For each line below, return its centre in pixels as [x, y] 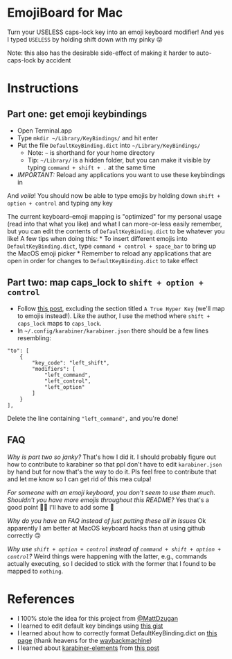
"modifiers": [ [54, 369]
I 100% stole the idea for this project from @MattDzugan [98, 618]
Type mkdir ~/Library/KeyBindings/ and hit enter [88, 137]
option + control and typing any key [60, 203]
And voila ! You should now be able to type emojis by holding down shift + [114, 195]
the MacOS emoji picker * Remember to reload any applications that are [109, 253]
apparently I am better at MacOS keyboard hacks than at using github [106, 528]
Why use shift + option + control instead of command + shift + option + [114, 549]
